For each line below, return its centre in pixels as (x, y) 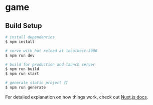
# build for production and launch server (50, 64)
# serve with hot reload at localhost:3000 (51, 51)
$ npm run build (22, 69)
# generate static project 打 (36, 83)
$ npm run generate (26, 87)
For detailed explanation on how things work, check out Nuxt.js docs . (77, 97)
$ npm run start (22, 74)
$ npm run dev (20, 55)
